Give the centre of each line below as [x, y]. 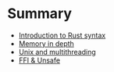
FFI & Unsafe [39, 60]
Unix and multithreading [57, 52]
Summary [39, 14]
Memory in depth [46, 43]
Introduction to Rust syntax [62, 35]
